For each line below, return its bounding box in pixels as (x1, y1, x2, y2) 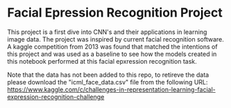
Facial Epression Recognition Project (7, 5, 223, 21)
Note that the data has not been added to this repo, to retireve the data (7, 71, 209, 79)
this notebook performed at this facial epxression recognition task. (7, 57, 198, 65)
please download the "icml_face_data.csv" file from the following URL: (7, 78, 208, 86)
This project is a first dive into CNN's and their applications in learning (7, 28, 207, 36)
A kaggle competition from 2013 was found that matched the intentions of (7, 42, 218, 51)
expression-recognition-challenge (7, 92, 105, 101)
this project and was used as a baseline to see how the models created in (7, 50, 217, 58)
